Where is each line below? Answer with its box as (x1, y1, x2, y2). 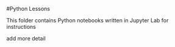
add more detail (6, 35, 46, 42)
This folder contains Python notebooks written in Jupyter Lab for (6, 17, 169, 23)
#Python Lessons (6, 5, 51, 12)
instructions (6, 23, 37, 30)
